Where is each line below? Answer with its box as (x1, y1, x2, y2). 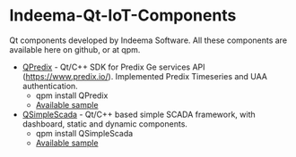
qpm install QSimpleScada (35, 128, 134, 138)
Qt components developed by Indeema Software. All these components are (9, 35, 288, 45)
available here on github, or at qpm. (9, 44, 141, 54)
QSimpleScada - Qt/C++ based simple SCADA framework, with (22, 109, 256, 120)
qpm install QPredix (35, 90, 109, 101)
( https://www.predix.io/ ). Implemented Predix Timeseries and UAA (22, 70, 267, 81)
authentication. (22, 80, 78, 91)
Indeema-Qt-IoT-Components (9, 5, 237, 26)
